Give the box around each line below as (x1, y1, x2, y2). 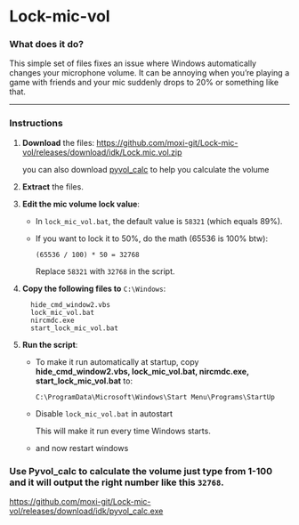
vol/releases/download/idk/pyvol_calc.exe (9, 505, 164, 517)
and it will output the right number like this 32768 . (9, 476, 224, 489)
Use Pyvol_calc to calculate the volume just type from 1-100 (9, 464, 273, 477)
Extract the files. (21, 181, 85, 192)
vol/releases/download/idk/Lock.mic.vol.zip (21, 147, 182, 157)
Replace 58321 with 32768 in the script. (35, 265, 175, 277)
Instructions (9, 117, 64, 130)
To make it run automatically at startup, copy (35, 356, 199, 367)
